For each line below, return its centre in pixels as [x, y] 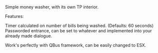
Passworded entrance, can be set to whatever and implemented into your [79, 31]
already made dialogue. [29, 36]
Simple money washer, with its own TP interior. [52, 7]
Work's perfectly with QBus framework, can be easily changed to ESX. [76, 45]
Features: [15, 16]
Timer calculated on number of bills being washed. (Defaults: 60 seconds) [79, 26]
